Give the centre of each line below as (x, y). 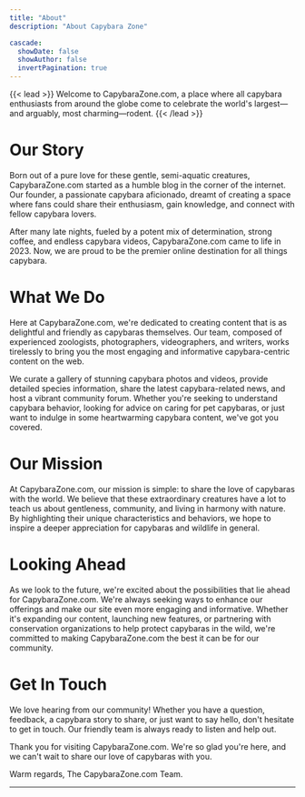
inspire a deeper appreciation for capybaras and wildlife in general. (135, 528)
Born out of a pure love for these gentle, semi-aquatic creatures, (130, 175)
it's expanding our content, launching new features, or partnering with (140, 619)
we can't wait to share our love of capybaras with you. (111, 756)
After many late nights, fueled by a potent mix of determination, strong (141, 231)
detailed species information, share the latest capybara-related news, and (148, 388)
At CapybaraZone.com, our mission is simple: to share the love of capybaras (152, 489)
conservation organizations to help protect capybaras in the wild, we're (143, 628)
